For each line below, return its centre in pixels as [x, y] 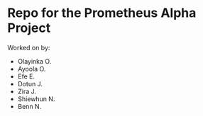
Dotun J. [30, 83]
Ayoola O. [32, 69]
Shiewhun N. [36, 99]
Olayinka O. [34, 61]
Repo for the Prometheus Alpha [102, 13]
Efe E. [26, 76]
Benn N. [29, 106]
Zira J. [27, 91]
